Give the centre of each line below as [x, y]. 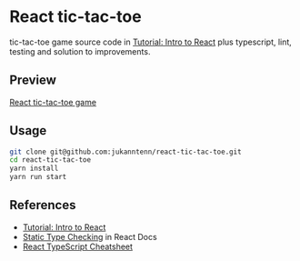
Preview [33, 80]
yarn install [34, 169]
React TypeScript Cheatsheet [78, 246]
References [43, 205]
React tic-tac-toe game [53, 102]
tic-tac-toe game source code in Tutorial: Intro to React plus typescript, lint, [151, 42]
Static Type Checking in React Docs [90, 236]
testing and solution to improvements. [80, 51]
